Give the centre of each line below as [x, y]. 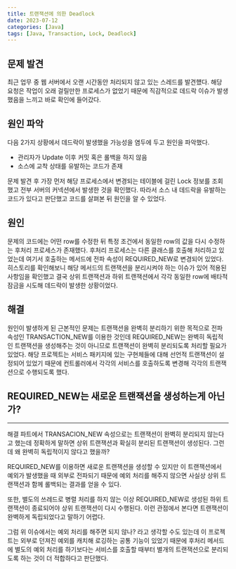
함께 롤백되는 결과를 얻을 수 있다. [76, 484]
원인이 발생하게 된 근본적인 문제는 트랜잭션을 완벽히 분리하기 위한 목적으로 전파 [115, 327]
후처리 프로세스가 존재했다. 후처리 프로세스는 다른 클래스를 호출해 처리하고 [116, 250]
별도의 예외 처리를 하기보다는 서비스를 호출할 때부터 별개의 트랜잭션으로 [112, 549]
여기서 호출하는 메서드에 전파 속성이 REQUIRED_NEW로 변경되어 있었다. [125, 258]
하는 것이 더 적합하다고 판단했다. [64, 558]
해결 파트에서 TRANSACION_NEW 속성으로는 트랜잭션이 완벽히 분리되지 [106, 434]
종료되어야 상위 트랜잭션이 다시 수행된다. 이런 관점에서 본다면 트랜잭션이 [130, 508]
